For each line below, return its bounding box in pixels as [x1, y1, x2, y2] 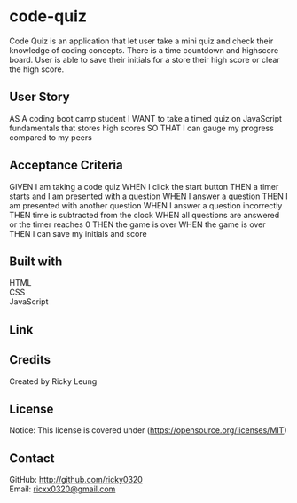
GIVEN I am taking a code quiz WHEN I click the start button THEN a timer [9, 181, 279, 192]
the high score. [9, 64, 65, 75]
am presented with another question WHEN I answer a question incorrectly [9, 200, 283, 210]
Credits [9, 352, 51, 367]
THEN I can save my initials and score [9, 228, 148, 239]
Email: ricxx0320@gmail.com [9, 483, 116, 494]
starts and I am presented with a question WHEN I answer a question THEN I [9, 191, 288, 201]
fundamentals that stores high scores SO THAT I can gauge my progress [9, 122, 275, 133]
